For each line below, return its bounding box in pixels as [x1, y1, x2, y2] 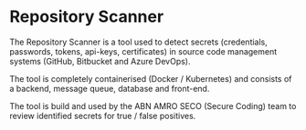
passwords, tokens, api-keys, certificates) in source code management [9, 45, 278, 56]
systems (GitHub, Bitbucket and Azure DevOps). [9, 55, 191, 66]
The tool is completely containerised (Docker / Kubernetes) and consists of [9, 73, 292, 84]
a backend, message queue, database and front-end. [9, 83, 210, 94]
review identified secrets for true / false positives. [9, 110, 196, 121]
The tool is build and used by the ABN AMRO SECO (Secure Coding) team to [9, 100, 297, 111]
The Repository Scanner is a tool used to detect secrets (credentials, [9, 36, 268, 47]
